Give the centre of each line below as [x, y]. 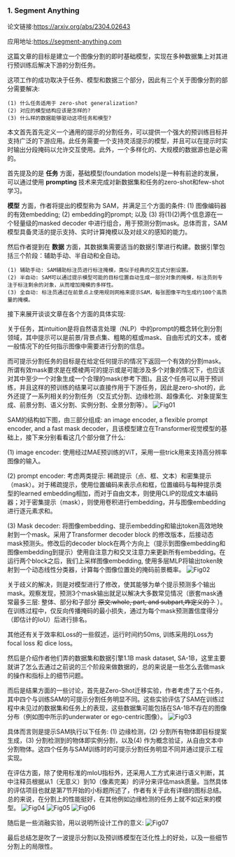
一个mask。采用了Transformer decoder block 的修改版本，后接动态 [116, 535]
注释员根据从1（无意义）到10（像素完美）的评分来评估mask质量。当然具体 [120, 782]
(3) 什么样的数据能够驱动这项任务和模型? [59, 118]
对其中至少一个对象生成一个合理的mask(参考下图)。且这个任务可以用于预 [112, 379]
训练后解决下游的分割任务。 [59, 65]
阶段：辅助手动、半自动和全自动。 [74, 256]
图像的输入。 [26, 461]
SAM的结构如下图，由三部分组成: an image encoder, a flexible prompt [108, 420]
